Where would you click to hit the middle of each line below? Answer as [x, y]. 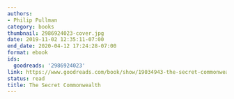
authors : [20, 14]
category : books [31, 26]
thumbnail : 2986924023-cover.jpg [56, 33]
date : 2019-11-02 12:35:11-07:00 [56, 40]
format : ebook [28, 53]
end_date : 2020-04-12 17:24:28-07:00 [62, 46]
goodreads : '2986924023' [49, 66]
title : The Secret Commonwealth [54, 85]
